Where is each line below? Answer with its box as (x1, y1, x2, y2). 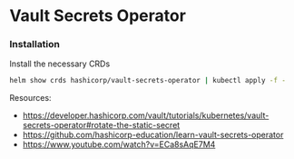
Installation (9, 38, 61, 51)
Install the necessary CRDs (9, 58, 111, 69)
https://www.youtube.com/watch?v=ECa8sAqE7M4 (22, 139, 216, 150)
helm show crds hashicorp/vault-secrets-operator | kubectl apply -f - (9, 76, 286, 85)
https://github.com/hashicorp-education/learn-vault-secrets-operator (22, 129, 284, 141)
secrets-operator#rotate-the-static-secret (22, 120, 181, 131)
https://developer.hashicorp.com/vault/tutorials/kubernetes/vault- (22, 110, 269, 121)
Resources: (9, 93, 52, 104)
